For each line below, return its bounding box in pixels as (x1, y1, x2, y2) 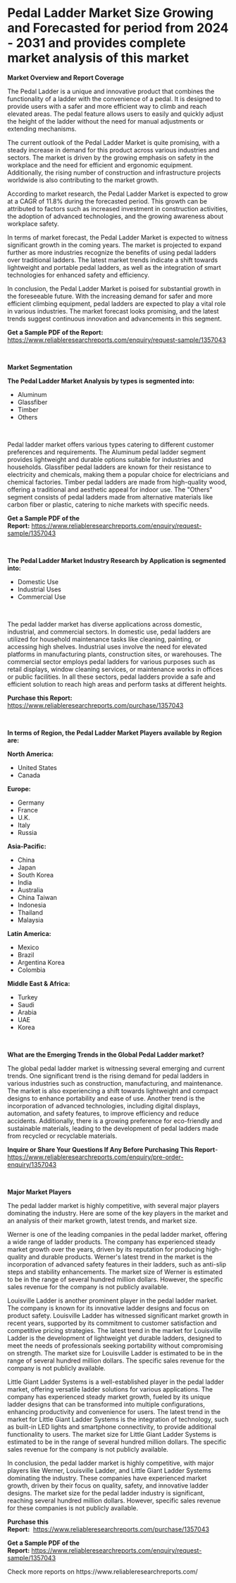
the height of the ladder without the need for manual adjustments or (7, 117, 204, 125)
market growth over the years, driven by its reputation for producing (7, 1245, 205, 1253)
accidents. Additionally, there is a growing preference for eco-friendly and (7, 1116, 223, 1125)
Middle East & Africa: (7, 979, 70, 988)
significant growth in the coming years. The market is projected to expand (7, 240, 222, 249)
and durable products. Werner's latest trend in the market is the (28, 1252, 213, 1261)
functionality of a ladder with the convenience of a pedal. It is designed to (7, 94, 221, 103)
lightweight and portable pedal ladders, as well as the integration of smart (7, 263, 222, 271)
